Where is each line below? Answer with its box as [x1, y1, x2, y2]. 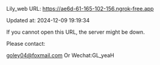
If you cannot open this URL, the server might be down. [6, 28, 145, 36]
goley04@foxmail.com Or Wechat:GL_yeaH [6, 52, 114, 59]
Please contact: [6, 40, 46, 47]
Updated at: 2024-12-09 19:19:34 [6, 17, 90, 23]
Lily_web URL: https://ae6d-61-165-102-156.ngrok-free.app [6, 5, 154, 12]
